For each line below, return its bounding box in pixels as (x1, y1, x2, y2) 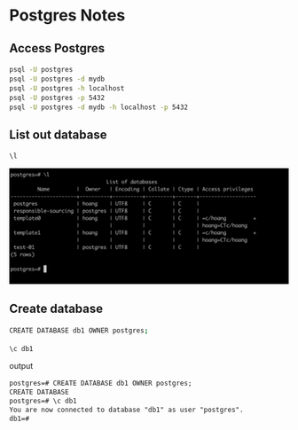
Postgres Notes (9, 5, 126, 26)
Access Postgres (9, 41, 106, 56)
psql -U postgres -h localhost (9, 83, 125, 93)
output (9, 361, 34, 371)
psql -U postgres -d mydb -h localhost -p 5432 (9, 103, 189, 112)
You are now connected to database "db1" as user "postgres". (9, 405, 244, 415)
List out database (9, 127, 107, 142)
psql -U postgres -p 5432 (9, 93, 105, 102)
